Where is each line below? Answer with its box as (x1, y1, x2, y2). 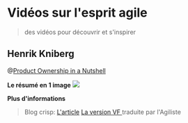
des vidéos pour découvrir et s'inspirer (24, 28, 136, 36)
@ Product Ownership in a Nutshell (7, 66, 106, 74)
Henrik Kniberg (7, 48, 75, 60)
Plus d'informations (7, 94, 66, 102)
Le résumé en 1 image (7, 81, 71, 89)
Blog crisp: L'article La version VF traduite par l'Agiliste (24, 108, 181, 116)
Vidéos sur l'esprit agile (7, 5, 148, 21)
